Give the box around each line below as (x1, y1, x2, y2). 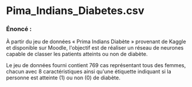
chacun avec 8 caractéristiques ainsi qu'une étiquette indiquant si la (6, 68, 172, 75)
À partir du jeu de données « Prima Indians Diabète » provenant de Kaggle (6, 38, 187, 45)
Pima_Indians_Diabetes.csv (6, 4, 145, 18)
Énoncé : (6, 25, 32, 33)
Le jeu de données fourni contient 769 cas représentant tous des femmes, (6, 62, 186, 69)
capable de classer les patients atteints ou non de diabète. (6, 51, 148, 58)
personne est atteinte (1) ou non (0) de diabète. (6, 74, 121, 81)
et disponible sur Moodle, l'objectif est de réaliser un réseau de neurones (6, 44, 184, 51)
